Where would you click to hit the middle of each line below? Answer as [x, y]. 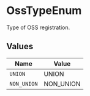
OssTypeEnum [44, 11]
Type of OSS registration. [38, 27]
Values [20, 46]
